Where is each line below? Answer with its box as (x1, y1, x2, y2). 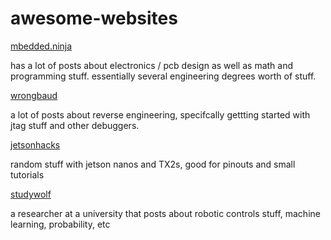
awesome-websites (10, 7, 178, 30)
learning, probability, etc (10, 218, 111, 230)
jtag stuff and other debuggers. (10, 119, 140, 131)
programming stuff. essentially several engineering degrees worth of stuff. (10, 70, 317, 82)
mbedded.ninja (10, 40, 73, 52)
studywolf (10, 188, 52, 200)
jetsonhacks (10, 138, 61, 151)
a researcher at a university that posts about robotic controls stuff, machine (10, 207, 321, 219)
